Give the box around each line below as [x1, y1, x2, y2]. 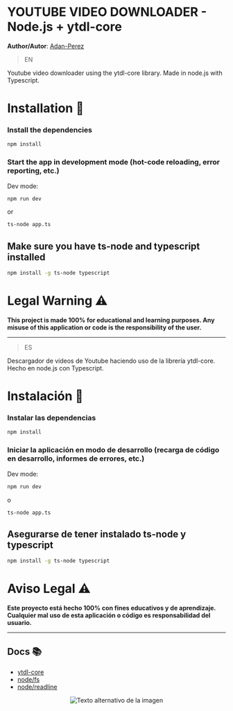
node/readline [17, 683, 58, 691]
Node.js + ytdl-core [7, 19, 123, 35]
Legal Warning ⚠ [7, 293, 108, 309]
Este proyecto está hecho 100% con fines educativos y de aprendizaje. [7, 604, 216, 612]
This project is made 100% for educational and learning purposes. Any [7, 316, 215, 324]
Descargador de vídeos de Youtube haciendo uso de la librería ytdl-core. [7, 357, 216, 365]
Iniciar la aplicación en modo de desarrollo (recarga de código [7, 445, 220, 455]
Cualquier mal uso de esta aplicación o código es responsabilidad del [7, 611, 211, 619]
